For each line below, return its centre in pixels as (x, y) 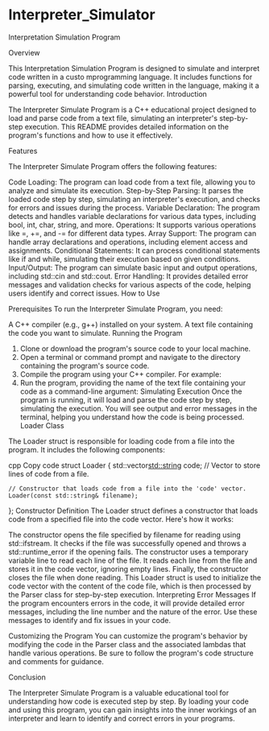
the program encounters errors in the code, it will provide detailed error (126, 603)
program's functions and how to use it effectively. (91, 135)
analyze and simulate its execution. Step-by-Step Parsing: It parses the (126, 190)
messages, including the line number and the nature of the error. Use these (133, 611)
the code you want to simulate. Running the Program (95, 332)
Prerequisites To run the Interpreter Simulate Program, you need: (116, 308)
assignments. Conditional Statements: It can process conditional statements (134, 250)
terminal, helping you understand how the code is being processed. (132, 417)
